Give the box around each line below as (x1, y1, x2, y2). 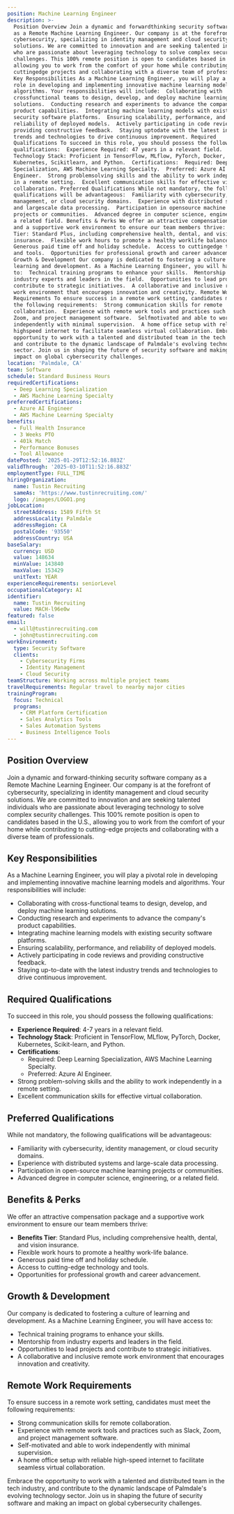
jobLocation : (7, 502, 45, 509)
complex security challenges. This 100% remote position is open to (7, 810, 200, 818)
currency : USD (13, 547, 54, 554)
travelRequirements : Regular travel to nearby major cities (7, 683, 186, 690)
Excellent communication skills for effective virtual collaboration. (17, 1092, 203, 1100)
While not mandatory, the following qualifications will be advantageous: (7, 1131, 212, 1139)
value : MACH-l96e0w (13, 606, 70, 613)
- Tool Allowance (13, 451, 64, 458)
